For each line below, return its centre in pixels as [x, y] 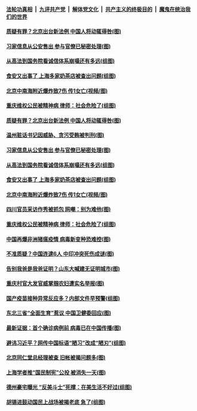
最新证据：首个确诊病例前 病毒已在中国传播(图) [64, 328]
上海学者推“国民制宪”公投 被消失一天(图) [56, 372]
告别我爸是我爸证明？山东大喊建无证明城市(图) [63, 268]
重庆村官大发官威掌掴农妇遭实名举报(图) [55, 283]
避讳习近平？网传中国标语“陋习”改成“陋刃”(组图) [66, 343]
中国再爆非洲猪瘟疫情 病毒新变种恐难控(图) [59, 239]
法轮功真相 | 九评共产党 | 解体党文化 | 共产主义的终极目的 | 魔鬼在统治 [96, 9]
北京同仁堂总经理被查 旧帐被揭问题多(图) [56, 358]
